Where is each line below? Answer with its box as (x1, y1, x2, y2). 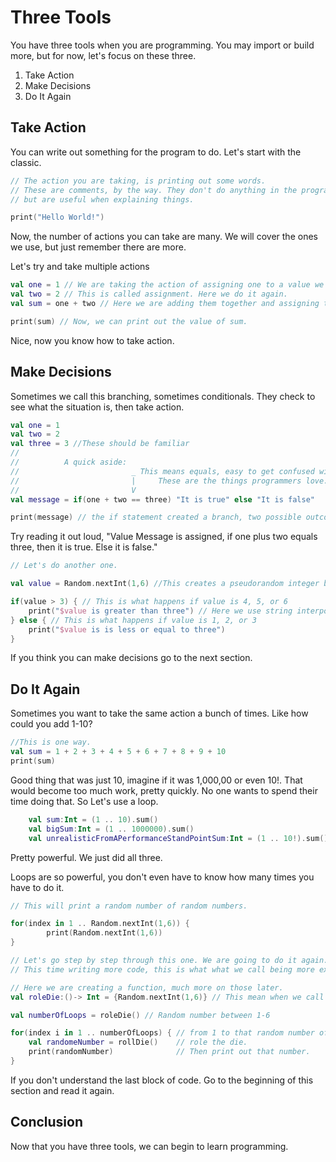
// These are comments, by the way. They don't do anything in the (10, 185, 298, 195)
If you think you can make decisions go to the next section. (10, 652, 253, 664)
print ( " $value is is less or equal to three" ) (28, 624, 226, 635)
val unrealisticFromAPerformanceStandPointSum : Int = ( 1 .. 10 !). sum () (28, 833, 329, 843)
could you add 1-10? (10, 718, 93, 730)
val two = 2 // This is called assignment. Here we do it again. (10, 289, 288, 300)
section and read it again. (10, 1084, 115, 1096)
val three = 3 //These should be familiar (10, 439, 190, 449)
